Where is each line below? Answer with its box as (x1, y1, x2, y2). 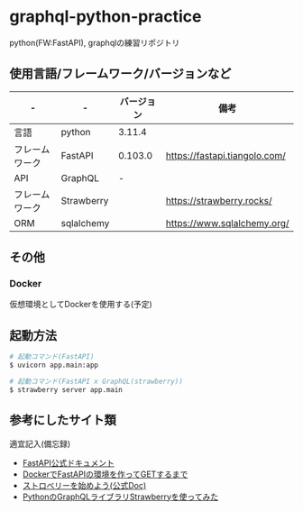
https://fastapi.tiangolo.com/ (165, 149, 287, 161)
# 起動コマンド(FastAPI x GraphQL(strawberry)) (9, 377, 183, 386)
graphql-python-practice (9, 6, 202, 27)
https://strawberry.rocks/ (165, 194, 272, 206)
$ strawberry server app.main (9, 385, 124, 394)
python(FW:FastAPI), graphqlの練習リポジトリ (9, 37, 180, 48)
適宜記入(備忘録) (9, 438, 71, 449)
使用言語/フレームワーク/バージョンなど (9, 66, 232, 82)
